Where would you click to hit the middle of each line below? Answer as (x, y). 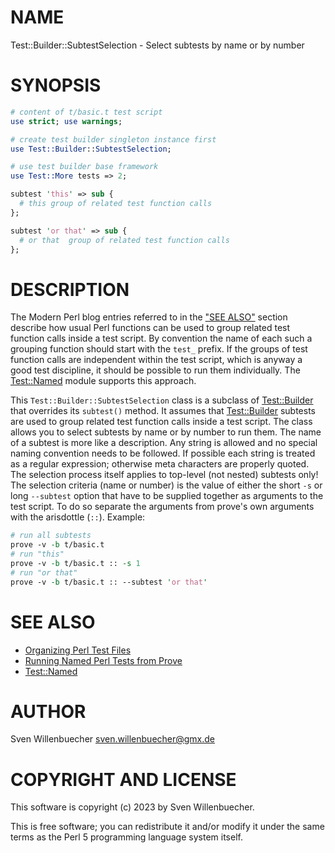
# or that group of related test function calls (124, 240)
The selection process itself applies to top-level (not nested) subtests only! (164, 475)
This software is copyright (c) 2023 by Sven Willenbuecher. (132, 807)
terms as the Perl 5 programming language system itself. (126, 837)
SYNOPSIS (56, 85)
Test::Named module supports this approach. (103, 381)
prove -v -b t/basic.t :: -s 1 (75, 563)
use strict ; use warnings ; (66, 121)
